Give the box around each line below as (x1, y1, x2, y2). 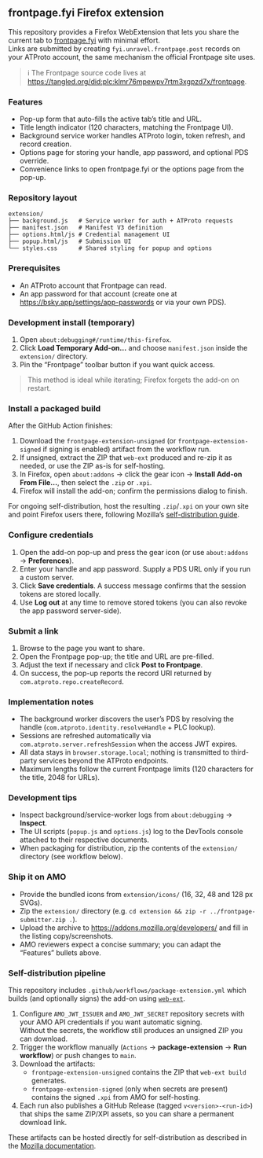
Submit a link (8, 625, 59, 636)
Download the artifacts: (19, 1059, 96, 1068)
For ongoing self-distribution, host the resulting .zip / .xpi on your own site (8, 502, 249, 511)
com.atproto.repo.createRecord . (19, 676, 124, 686)
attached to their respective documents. (19, 835, 149, 844)
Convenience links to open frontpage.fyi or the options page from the (19, 164, 245, 174)
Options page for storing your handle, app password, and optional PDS (19, 148, 249, 157)
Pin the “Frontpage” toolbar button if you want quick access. (19, 360, 216, 369)
